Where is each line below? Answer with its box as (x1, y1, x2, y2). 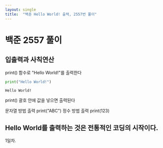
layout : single (5, 7, 36, 12)
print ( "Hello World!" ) (5, 79, 52, 84)
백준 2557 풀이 (5, 34, 62, 46)
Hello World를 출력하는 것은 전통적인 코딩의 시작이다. (5, 123, 159, 132)
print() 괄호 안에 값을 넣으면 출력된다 (5, 97, 75, 103)
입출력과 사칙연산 (5, 56, 54, 64)
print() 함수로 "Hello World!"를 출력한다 (5, 69, 82, 75)
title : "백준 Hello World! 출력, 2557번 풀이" (5, 12, 97, 17)
